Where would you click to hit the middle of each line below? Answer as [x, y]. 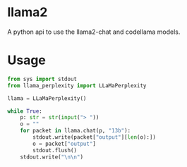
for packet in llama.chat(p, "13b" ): [76, 131]
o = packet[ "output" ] [65, 144]
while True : [25, 111]
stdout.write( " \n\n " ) [52, 157]
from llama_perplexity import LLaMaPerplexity [77, 85]
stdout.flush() [55, 150]
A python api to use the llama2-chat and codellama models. [94, 32]
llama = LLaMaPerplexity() [47, 98]
